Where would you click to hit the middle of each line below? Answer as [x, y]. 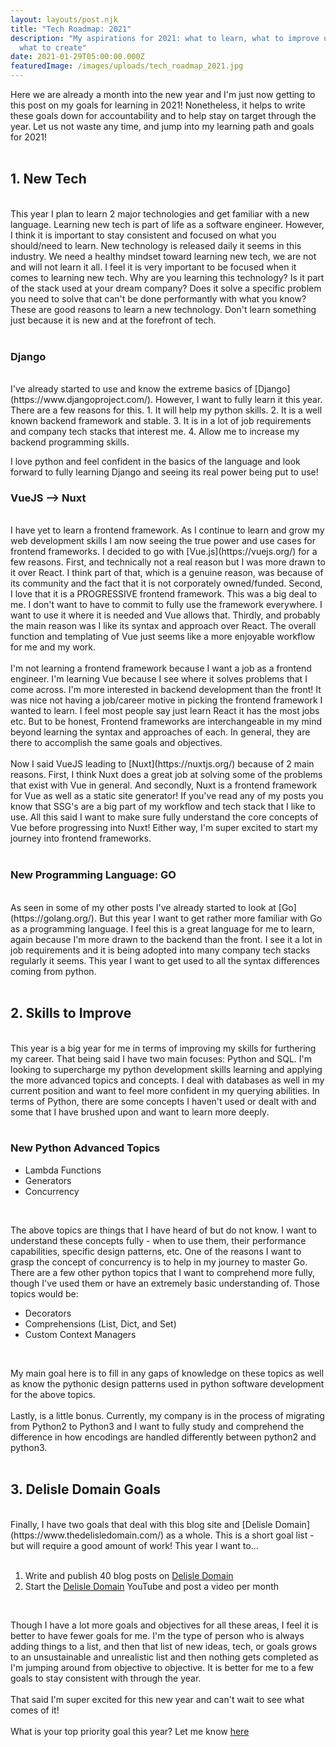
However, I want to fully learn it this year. [239, 400]
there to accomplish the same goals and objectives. [116, 743]
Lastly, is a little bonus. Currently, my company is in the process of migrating [167, 1415]
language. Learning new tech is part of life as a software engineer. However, [167, 224]
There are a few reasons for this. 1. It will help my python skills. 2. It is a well [166, 410]
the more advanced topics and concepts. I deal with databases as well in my [167, 1080]
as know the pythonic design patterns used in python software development [167, 1383]
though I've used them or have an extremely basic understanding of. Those [165, 1283]
